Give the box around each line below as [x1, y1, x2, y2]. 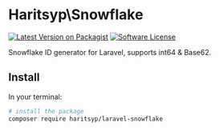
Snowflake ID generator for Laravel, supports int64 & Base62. [8, 47, 212, 57]
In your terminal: [8, 92, 63, 101]
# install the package [8, 107, 84, 115]
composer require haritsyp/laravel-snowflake [8, 114, 163, 123]
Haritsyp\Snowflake [8, 6, 144, 24]
